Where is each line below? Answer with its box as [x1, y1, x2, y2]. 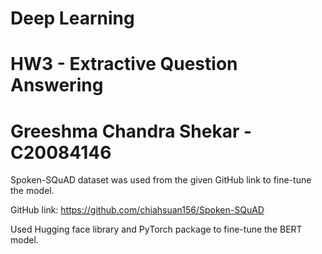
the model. [10, 185, 55, 197]
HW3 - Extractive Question [10, 53, 238, 76]
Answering [10, 74, 104, 97]
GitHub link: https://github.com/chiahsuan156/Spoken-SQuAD [10, 204, 265, 216]
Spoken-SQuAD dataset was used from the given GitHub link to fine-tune [10, 174, 312, 186]
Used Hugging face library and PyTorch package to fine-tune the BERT [10, 223, 303, 236]
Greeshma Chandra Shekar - [10, 120, 253, 142]
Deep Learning [10, 7, 135, 30]
